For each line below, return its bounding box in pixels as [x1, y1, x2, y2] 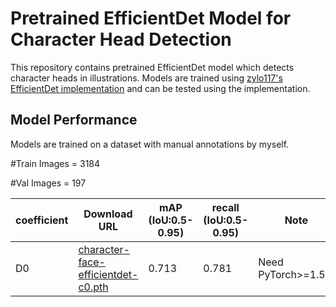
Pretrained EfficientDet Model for [10, 7, 292, 30]
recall [211, 200, 240, 214]
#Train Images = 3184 [10, 157, 101, 169]
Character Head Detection [10, 28, 232, 51]
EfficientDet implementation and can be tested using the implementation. [10, 82, 311, 94]
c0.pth [78, 280, 109, 294]
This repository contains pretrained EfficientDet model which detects [10, 61, 295, 73]
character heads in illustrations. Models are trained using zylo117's [10, 72, 283, 84]
